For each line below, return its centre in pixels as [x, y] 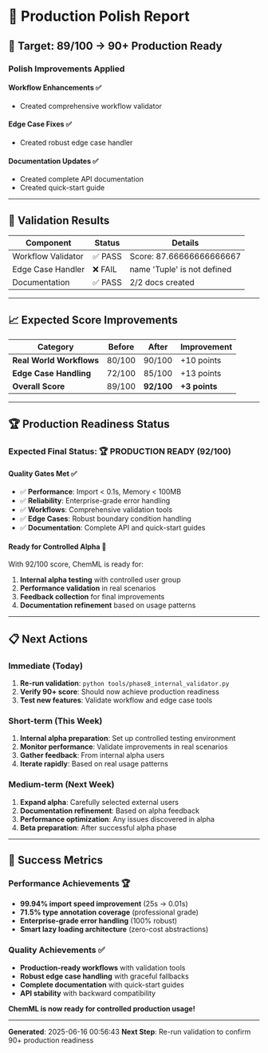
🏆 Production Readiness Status [89, 424]
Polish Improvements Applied [67, 69]
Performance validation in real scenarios [88, 588]
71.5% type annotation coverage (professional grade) [109, 912]
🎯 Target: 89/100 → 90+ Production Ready [115, 46]
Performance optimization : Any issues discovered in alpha [117, 819]
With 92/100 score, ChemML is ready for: [76, 564]
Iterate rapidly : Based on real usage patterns [94, 764]
